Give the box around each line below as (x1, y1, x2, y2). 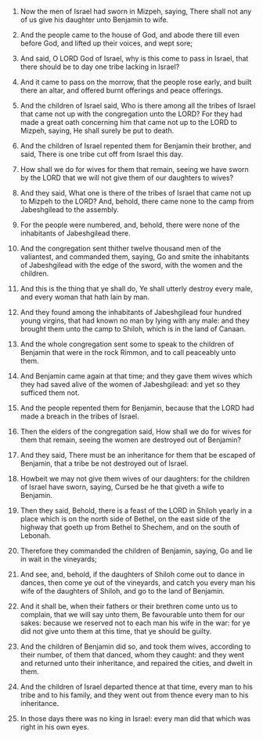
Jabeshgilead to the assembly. (20, 205, 120, 214)
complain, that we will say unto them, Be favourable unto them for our (20, 610, 245, 619)
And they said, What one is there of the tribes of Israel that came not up (20, 188, 251, 197)
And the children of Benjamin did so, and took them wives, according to (20, 642, 251, 651)
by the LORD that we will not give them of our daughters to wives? (20, 173, 234, 182)
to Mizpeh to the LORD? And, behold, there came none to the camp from (20, 196, 254, 206)
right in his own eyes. (20, 723, 89, 731)
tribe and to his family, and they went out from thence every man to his (20, 690, 249, 700)
